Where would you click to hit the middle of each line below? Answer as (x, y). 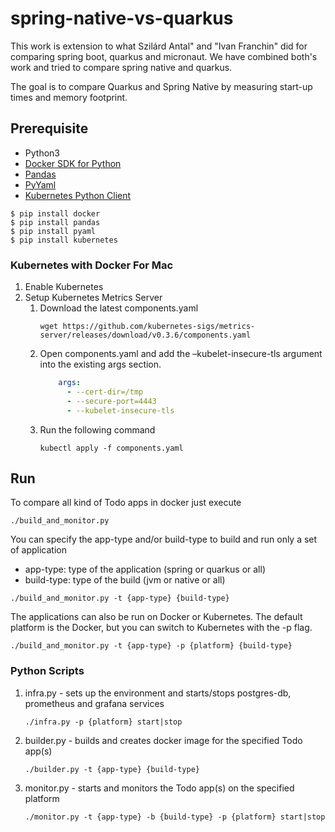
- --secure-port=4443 (111, 401)
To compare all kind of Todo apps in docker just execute (126, 503)
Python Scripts (47, 671)
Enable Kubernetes (64, 287)
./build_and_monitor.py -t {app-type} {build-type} (120, 598)
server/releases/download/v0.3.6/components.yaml (145, 335)
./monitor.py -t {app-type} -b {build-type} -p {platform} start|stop (175, 817)
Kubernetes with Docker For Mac (92, 265)
